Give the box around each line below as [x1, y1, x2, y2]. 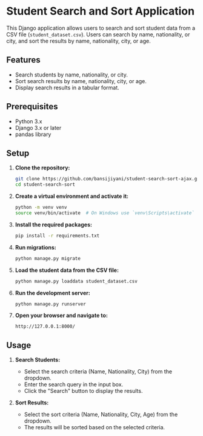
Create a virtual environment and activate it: [15, 192, 129, 200]
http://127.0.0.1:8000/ [15, 324, 76, 330]
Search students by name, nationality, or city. [15, 71, 128, 78]
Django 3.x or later [15, 124, 62, 131]
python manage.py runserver [15, 301, 86, 307]
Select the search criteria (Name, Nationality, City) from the [24, 368, 173, 375]
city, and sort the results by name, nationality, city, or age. [6, 37, 151, 44]
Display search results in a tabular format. [15, 84, 119, 91]
